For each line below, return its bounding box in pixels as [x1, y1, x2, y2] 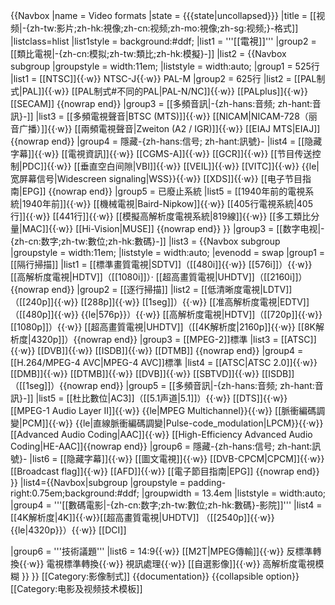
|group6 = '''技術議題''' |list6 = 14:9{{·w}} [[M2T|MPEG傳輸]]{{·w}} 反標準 [10, 545, 313, 557]
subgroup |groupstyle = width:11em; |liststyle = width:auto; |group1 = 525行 [10, 60, 320, 72]
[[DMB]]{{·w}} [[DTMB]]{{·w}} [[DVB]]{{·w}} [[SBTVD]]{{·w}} [10, 368, 260, 379]
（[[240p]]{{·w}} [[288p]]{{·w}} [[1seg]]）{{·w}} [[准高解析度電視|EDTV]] [10, 296, 310, 308]
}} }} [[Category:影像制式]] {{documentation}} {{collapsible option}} [21, 570, 300, 582]
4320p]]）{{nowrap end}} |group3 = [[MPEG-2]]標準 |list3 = [30, 334, 279, 345]
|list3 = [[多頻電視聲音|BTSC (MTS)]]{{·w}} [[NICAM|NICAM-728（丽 [35, 110, 318, 122]
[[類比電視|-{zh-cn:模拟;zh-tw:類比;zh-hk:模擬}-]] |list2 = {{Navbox [10, 48, 287, 59]
